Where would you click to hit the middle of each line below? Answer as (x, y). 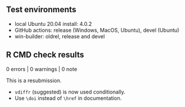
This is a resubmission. (34, 80)
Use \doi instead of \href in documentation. (68, 98)
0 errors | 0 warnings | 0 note (42, 69)
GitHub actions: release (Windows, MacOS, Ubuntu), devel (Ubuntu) (97, 30)
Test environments (41, 10)
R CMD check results (45, 55)
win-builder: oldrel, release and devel (60, 36)
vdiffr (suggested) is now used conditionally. (70, 92)
